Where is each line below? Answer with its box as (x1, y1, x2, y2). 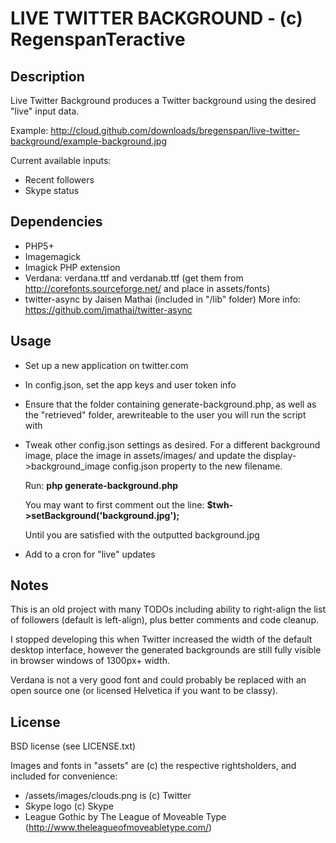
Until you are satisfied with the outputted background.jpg (24, 528, 260, 541)
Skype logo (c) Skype (24, 800, 114, 812)
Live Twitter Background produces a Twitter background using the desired (10, 95, 317, 106)
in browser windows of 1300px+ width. (10, 655, 171, 667)
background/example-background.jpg (10, 135, 167, 147)
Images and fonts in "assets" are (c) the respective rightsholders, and (10, 760, 297, 772)
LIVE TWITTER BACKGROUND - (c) (10, 7, 303, 30)
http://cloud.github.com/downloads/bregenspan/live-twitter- (50, 125, 300, 136)
